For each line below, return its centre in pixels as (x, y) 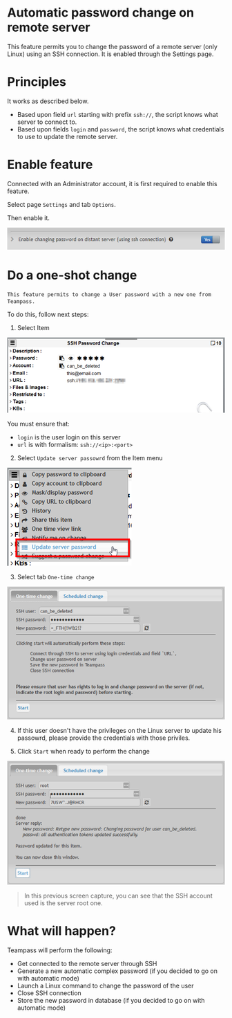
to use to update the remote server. (67, 136)
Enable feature (50, 165)
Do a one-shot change (72, 275)
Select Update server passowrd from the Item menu (90, 458)
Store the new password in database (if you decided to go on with (111, 1000)
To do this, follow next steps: (48, 315)
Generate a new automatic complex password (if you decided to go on (117, 971)
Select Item (33, 328)
